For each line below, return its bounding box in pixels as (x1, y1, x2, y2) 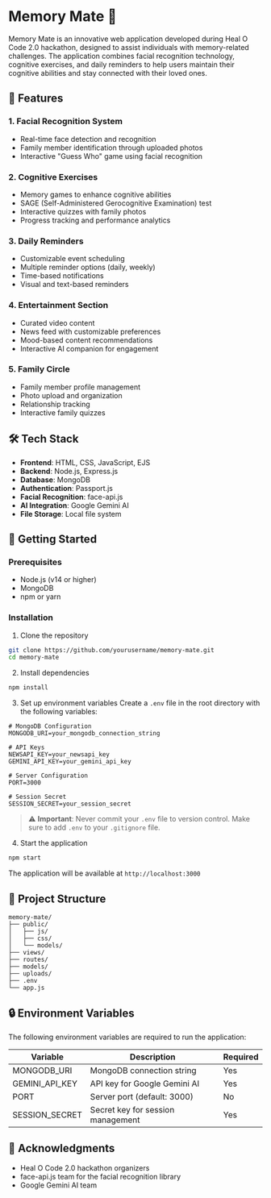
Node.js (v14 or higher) (19, 575, 97, 584)
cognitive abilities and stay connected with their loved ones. (8, 68, 208, 77)
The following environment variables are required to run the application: (8, 1032, 247, 1042)
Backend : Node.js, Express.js (19, 466, 119, 476)
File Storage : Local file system (19, 509, 123, 518)
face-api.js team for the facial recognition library (19, 1171, 181, 1181)
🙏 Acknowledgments (8, 1142, 115, 1155)
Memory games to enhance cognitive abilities (19, 189, 172, 199)
